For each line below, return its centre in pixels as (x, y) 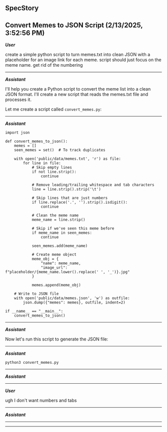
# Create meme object (54, 255)
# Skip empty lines (52, 168)
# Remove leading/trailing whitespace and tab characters (93, 185)
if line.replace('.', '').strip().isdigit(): (80, 203)
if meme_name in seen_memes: (62, 233)
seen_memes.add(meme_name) (60, 246)
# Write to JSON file (36, 294)
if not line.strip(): (54, 172)
